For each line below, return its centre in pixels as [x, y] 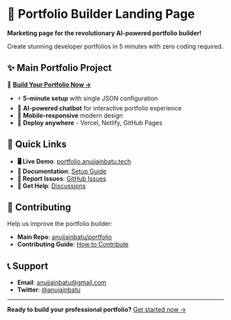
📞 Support [28, 266]
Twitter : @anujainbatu [49, 290]
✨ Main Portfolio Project [59, 68]
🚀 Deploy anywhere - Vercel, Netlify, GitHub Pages [90, 122]
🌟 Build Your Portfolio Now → [49, 84]
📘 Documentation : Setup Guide [62, 171]
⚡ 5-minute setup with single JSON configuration [87, 98]
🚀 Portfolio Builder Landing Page [101, 14]
